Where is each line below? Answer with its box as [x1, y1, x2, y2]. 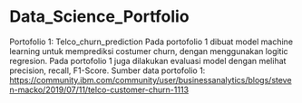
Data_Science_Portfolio [9, 6, 190, 27]
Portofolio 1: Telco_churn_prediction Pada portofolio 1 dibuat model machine [9, 36, 293, 47]
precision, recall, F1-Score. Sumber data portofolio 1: [9, 65, 206, 76]
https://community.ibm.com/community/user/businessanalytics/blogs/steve [9, 74, 292, 85]
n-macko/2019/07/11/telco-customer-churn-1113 [9, 84, 189, 95]
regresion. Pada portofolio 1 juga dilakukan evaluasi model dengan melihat [9, 55, 287, 66]
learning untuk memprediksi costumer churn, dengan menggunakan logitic [9, 45, 288, 56]
